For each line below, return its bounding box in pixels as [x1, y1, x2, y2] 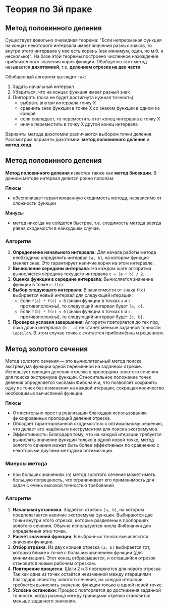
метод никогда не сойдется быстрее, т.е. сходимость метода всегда [12, 220, 161, 226]
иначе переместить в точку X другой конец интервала [20, 121, 138, 127]
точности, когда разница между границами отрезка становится [12, 592, 151, 598]
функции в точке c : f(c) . [12, 282, 65, 288]
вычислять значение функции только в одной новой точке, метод [12, 437, 154, 443]
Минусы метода [5, 460, 47, 467]
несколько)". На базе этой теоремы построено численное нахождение [5, 53, 159, 59]
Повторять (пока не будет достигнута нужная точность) [12, 95, 134, 100]
